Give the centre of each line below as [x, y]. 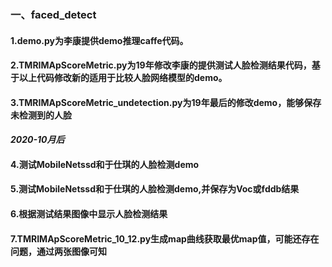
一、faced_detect [53, 14]
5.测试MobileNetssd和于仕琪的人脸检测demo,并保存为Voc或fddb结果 [155, 189]
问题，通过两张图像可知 [58, 251]
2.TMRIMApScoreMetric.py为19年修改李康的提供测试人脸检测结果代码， [161, 65]
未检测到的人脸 [41, 115]
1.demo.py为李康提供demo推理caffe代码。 [99, 40]
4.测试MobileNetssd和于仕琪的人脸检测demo [105, 164]
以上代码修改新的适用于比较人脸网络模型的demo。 [123, 78]
